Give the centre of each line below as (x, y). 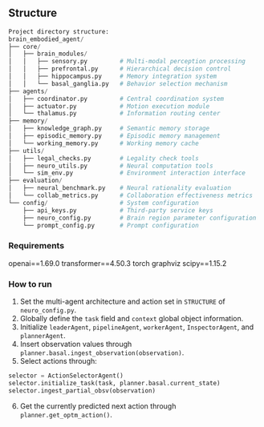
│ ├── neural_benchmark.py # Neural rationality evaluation (120, 188)
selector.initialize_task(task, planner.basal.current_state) (114, 383)
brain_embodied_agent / (46, 39)
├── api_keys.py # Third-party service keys (118, 210)
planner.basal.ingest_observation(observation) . (102, 352)
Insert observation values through (76, 344)
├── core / (25, 46)
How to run (30, 284)
